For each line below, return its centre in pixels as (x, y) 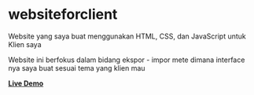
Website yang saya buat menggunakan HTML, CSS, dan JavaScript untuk (127, 36)
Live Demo (26, 83)
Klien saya (25, 44)
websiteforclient (63, 15)
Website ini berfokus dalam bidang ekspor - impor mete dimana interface (127, 60)
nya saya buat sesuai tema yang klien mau (77, 68)
